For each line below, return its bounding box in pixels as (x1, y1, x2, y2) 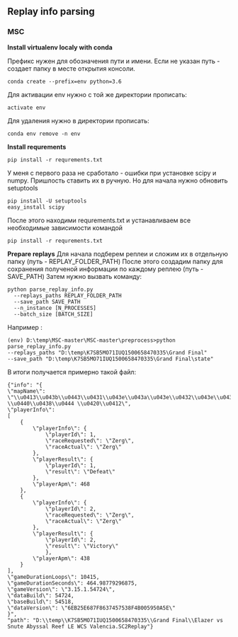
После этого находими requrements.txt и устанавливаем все (7, 216, 191, 224)
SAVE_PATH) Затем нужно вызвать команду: (7, 272, 142, 280)
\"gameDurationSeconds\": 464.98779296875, (7, 580, 138, 587)
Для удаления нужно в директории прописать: (7, 116, 150, 125)
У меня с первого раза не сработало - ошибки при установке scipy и (7, 168, 217, 177)
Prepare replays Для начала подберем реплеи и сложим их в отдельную (7, 249, 229, 258)
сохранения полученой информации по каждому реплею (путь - (7, 265, 204, 273)
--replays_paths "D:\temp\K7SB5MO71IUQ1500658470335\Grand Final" (7, 349, 208, 356)
